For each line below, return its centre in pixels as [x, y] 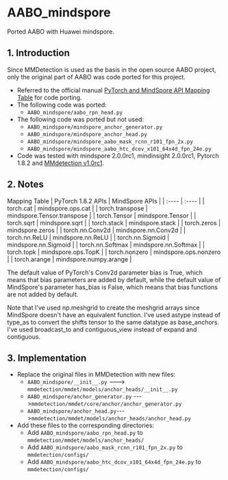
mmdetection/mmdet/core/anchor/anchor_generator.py [106, 404]
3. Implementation [47, 358]
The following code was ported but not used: [80, 119]
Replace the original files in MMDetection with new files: [96, 375]
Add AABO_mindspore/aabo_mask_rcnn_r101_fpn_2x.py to [105, 447]
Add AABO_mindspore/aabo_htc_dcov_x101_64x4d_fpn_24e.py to [114, 462]
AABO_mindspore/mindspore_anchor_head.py [87, 134]
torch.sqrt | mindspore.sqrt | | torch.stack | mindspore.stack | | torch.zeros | [114, 223]
